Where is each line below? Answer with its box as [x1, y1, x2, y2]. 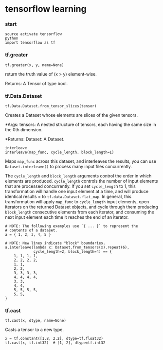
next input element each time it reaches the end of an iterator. [5, 214, 129, 220]
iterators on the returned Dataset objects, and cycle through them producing [5, 204, 158, 210]
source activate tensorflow [5, 32, 62, 37]
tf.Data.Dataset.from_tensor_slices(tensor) [5, 104, 97, 109]
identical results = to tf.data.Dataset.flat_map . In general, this [5, 193, 131, 200]
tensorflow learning [5, 3, 87, 15]
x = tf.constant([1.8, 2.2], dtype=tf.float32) [5, 336, 104, 341]
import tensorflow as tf [5, 40, 55, 45]
